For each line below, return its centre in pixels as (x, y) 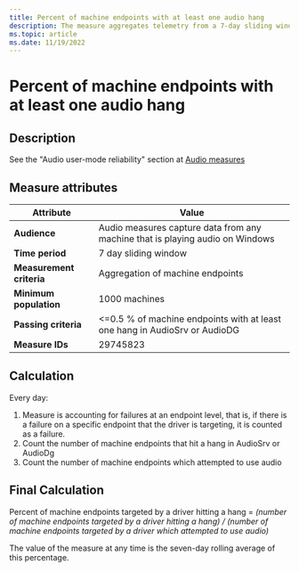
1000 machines (131, 299)
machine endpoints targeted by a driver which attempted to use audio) (139, 530)
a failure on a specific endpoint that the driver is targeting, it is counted (152, 424)
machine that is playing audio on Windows (186, 239)
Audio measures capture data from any (180, 228)
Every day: (29, 397)
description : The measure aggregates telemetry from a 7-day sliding (141, 26)
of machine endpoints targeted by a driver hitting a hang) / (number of (139, 521)
